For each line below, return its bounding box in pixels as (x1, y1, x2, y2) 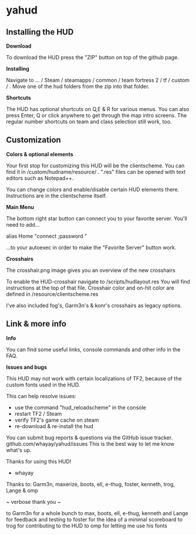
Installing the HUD (6, 27, 74, 37)
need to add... (6, 221, 40, 228)
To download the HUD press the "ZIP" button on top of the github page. (6, 54, 179, 60)
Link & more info (6, 319, 66, 329)
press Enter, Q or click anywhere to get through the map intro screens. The (6, 112, 187, 119)
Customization (6, 135, 62, 145)
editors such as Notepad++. (6, 174, 74, 181)
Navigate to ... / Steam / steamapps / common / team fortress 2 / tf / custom (6, 77, 190, 83)
